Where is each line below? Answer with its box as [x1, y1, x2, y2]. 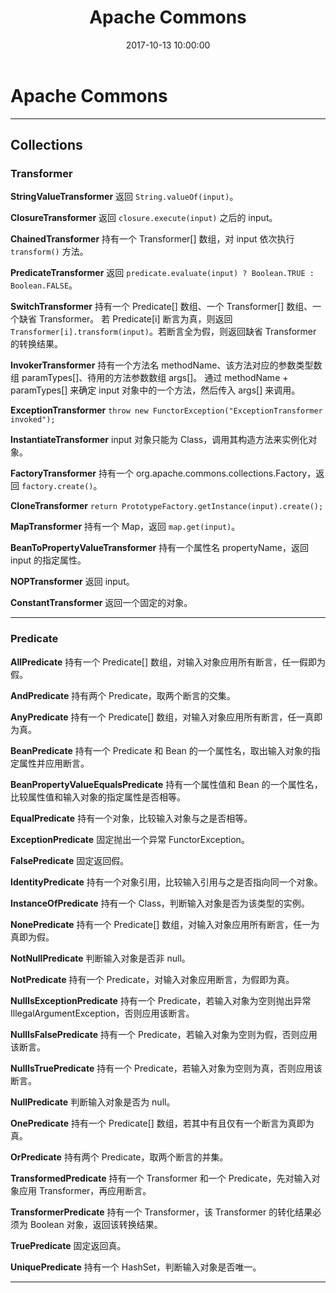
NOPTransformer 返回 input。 [10, 576, 135, 588]
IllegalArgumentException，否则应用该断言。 [10, 1007, 195, 1019]
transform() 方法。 [10, 246, 89, 258]
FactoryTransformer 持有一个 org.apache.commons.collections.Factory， [10, 467, 317, 480]
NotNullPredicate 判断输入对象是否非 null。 [10, 952, 191, 964]
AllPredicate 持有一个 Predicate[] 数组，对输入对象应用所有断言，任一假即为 [10, 656, 326, 668]
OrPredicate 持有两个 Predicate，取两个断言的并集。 [10, 1151, 229, 1163]
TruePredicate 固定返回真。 [10, 1239, 127, 1251]
